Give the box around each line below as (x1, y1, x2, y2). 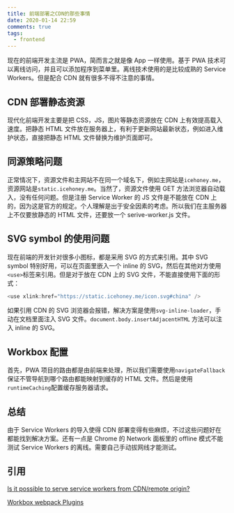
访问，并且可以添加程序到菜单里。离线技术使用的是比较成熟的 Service (25, 65, 226, 73)
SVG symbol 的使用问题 (7, 233, 110, 245)
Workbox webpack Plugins (7, 498, 84, 506)
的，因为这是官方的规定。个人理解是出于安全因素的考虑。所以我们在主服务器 (7, 202, 227, 210)
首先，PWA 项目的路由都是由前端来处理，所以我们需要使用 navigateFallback (7, 366, 226, 374)
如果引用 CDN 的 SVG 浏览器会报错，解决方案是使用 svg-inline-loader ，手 (7, 306, 221, 315)
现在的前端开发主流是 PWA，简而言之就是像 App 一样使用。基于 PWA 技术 (7, 57, 220, 65)
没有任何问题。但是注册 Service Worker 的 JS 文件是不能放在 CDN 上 (19, 193, 217, 201)
